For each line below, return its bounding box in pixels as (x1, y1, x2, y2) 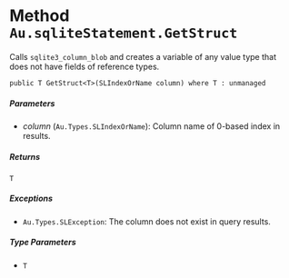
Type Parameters (9, 237, 77, 248)
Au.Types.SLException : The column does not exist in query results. (22, 215, 271, 227)
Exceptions (9, 193, 53, 204)
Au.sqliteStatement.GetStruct (9, 25, 238, 42)
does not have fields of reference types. (9, 61, 160, 72)
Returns (9, 151, 41, 162)
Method (9, 5, 70, 26)
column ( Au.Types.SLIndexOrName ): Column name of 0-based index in (22, 120, 281, 132)
